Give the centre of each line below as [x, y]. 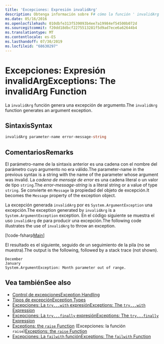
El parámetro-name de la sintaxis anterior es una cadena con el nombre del [81, 164]
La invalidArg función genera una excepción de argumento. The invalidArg [82, 105]
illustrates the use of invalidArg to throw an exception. [61, 226]
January [13, 263]
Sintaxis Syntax [29, 126]
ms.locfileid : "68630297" [31, 46]
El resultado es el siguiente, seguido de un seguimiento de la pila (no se [78, 245]
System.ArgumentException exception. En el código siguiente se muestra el [80, 215]
